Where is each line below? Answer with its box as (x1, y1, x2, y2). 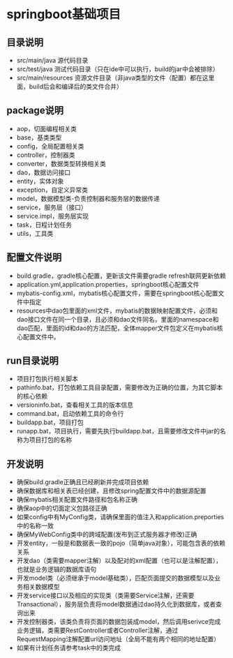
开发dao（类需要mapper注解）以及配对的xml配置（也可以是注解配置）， (16, 556, 223, 565)
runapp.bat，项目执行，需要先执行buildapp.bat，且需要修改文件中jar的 (16, 427, 220, 435)
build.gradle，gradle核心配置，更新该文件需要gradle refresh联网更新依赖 (16, 271, 226, 280)
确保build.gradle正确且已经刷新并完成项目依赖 (16, 478, 149, 486)
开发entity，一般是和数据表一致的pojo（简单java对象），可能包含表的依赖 (16, 539, 226, 548)
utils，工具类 (16, 229, 54, 237)
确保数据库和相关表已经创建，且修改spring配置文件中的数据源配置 (16, 486, 206, 495)
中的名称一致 (16, 521, 54, 530)
